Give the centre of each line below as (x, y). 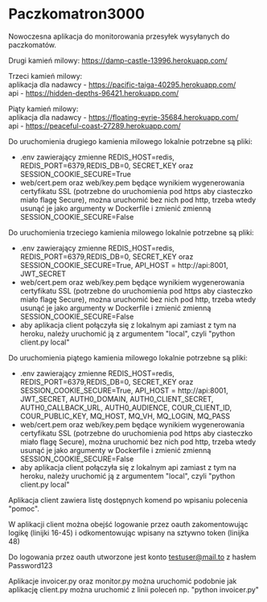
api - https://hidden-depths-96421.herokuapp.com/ (94, 93)
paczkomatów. (33, 44)
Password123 (31, 565)
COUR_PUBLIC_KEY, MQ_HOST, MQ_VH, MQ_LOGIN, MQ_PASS (125, 416)
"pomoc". (24, 509)
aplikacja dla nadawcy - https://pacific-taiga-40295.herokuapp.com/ (122, 85)
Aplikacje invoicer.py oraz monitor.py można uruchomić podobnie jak (123, 581)
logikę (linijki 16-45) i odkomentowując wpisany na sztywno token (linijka (129, 533)
